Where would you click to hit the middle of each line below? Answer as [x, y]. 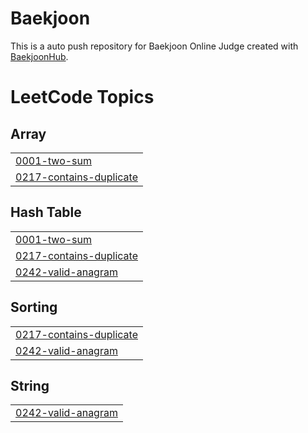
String [30, 385]
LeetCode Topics [82, 97]
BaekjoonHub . [39, 56]
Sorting [34, 307]
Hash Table [46, 212]
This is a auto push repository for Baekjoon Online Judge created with [154, 46]
